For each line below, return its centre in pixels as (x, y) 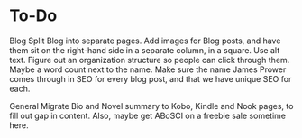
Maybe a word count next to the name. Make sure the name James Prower (148, 69)
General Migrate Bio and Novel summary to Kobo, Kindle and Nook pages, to (151, 106)
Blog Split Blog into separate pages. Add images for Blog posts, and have (145, 41)
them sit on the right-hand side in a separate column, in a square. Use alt (145, 50)
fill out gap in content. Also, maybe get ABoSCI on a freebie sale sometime (148, 115)
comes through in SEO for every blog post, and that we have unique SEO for (151, 78)
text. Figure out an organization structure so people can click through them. (150, 60)
